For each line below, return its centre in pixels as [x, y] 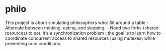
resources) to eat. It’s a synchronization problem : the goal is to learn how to [83, 33]
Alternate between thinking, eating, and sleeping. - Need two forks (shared [82, 27]
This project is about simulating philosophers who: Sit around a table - [77, 23]
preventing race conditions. [33, 43]
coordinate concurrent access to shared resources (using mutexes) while [80, 38]
